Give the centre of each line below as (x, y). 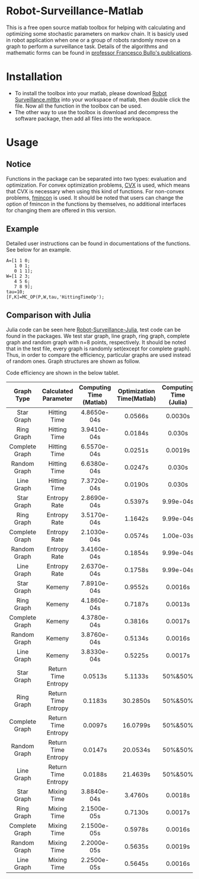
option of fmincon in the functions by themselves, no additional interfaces (96, 204)
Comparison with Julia (49, 316)
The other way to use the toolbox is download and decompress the (97, 112)
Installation (34, 77)
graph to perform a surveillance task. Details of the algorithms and (87, 46)
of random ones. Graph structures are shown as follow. (73, 361)
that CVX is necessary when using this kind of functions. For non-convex (95, 191)
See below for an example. (39, 249)
